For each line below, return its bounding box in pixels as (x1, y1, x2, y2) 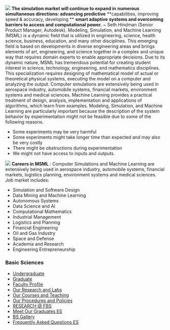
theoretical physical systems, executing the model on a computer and (5, 76, 151, 81)
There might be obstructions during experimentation (12, 145, 122, 151)
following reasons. (5, 119, 44, 125)
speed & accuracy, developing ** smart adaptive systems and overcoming (5, 16, 163, 22)
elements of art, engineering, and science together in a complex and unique (5, 49, 164, 54)
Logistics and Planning (12, 219, 60, 225)
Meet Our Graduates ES (12, 308, 62, 315)
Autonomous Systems (12, 198, 59, 203)
